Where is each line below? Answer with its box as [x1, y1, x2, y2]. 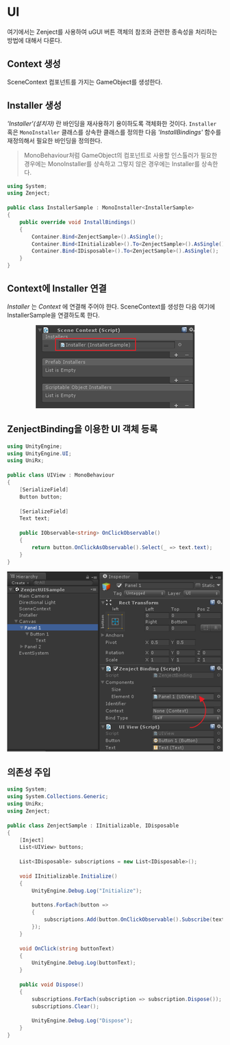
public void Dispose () [19, 981, 84, 988]
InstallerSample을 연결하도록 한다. [7, 311, 101, 319]
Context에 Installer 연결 [7, 283, 107, 295]
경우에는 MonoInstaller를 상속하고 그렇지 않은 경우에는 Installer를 [23, 159, 201, 168]
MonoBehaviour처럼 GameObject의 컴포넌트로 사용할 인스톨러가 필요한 [23, 151, 218, 159]
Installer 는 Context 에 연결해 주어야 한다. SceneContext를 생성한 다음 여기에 [7, 302, 216, 311]
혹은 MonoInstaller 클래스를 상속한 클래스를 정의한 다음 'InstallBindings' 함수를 [7, 128, 221, 136]
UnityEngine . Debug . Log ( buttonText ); [31, 959, 136, 967]
